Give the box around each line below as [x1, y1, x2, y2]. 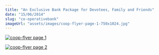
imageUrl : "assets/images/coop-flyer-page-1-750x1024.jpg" [5, 21, 130, 26]
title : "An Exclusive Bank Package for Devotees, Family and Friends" [5, 7, 155, 12]
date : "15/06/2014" [5, 12, 46, 17]
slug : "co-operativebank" [5, 16, 59, 21]
